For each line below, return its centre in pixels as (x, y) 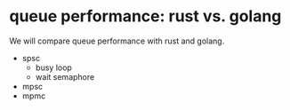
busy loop (54, 67)
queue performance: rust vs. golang (145, 16)
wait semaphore (65, 76)
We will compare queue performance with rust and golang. (117, 41)
